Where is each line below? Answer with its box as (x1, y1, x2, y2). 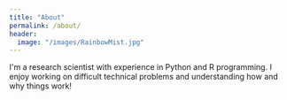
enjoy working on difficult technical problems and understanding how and (9, 72, 279, 82)
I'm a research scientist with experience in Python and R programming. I (9, 62, 273, 73)
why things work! (9, 81, 73, 91)
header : (9, 29, 38, 38)
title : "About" (9, 12, 66, 22)
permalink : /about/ (9, 21, 81, 30)
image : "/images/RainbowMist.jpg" (17, 37, 144, 47)
